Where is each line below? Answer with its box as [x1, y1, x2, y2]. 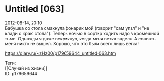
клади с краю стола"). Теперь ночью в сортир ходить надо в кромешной [5, 30, 159, 36]
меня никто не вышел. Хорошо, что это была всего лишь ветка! [5, 40, 139, 46]
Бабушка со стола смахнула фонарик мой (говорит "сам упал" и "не [5, 25, 149, 31]
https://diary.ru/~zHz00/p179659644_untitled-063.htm [5, 50, 116, 56]
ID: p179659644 [5, 70, 38, 76]
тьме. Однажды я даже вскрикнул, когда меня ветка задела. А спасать [5, 36, 156, 41]
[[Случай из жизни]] [5, 65, 48, 71]
